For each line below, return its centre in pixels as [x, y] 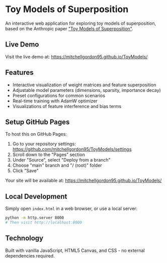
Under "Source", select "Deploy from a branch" [61, 160]
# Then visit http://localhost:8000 [44, 223]
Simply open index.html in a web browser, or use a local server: [71, 208]
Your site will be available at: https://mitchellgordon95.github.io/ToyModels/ [83, 181]
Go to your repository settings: [44, 144]
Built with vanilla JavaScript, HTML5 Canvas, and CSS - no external [75, 250]
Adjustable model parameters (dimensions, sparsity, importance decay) [87, 90]
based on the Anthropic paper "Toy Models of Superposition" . [69, 28]
